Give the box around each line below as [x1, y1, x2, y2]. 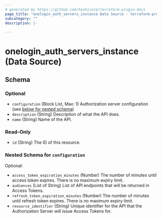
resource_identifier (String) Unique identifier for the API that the [12, 203, 142, 209]
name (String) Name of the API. [12, 117, 72, 122]
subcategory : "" [5, 16, 38, 21]
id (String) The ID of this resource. [12, 140, 81, 145]
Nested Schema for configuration [5, 152, 85, 158]
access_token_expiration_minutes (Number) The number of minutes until [12, 172, 157, 178]
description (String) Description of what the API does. [12, 111, 120, 117]
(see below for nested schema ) [12, 106, 74, 112]
